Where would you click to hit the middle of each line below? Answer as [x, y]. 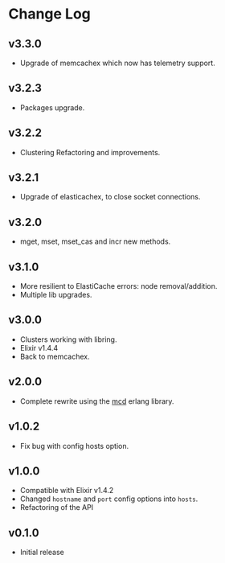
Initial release [42, 553]
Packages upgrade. [52, 107]
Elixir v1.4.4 [39, 347]
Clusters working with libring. [68, 339]
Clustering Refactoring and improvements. [90, 152]
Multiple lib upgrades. [56, 295]
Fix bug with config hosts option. [74, 446]
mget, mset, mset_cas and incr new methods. [95, 241]
